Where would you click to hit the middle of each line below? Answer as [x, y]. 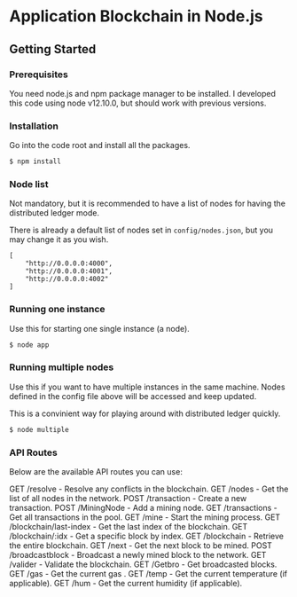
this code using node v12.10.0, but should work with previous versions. [138, 103]
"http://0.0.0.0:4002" [67, 279]
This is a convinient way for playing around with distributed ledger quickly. [145, 413]
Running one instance [57, 310]
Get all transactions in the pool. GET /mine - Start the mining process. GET [145, 517]
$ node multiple [39, 429]
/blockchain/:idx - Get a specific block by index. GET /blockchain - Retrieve [146, 536]
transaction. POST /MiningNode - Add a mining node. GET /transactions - [143, 507]
